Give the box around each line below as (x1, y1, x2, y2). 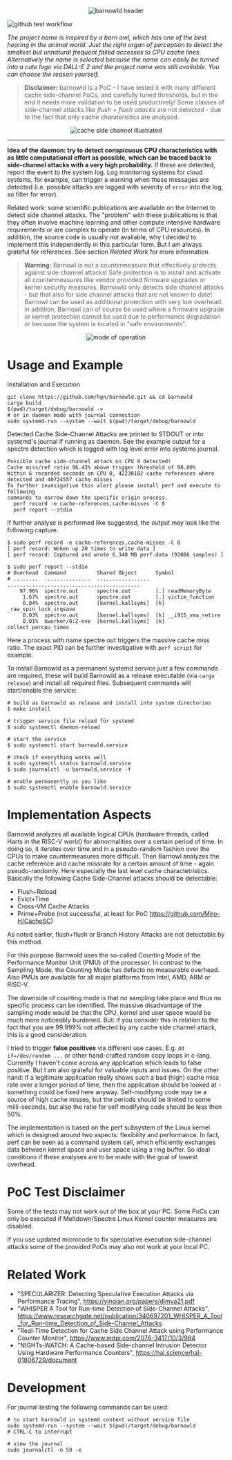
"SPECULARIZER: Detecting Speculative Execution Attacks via (17, 1289, 194, 1298)
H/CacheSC (17, 917, 51, 925)
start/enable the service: (7, 686, 77, 694)
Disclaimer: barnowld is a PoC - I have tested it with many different (23, 84, 216, 91)
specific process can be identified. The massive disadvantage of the (7, 1001, 202, 1009)
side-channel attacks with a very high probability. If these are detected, (7, 161, 216, 169)
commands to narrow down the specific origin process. (7, 494, 168, 501)
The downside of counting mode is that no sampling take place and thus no (7, 993, 222, 1002)
